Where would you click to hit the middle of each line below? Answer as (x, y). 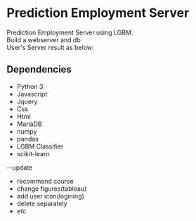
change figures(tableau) (52, 189)
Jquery (27, 101)
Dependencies (39, 69)
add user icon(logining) (51, 196)
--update (20, 168)
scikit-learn (33, 153)
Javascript (32, 94)
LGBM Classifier (40, 146)
